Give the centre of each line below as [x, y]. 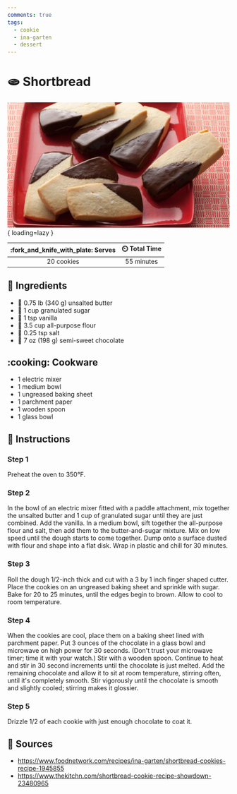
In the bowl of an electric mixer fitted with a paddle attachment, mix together [119, 508]
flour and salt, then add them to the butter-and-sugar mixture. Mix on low [114, 531]
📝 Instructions [39, 439]
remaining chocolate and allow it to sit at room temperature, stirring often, [114, 673]
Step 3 [19, 564]
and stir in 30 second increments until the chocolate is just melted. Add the [116, 666]
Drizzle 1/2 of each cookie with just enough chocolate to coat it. [100, 722]
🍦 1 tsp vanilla [37, 318]
